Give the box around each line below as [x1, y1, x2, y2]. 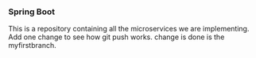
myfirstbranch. [8, 41, 57, 50]
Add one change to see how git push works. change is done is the [8, 32, 225, 42]
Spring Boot [8, 6, 56, 17]
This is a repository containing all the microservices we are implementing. [8, 24, 250, 34]
